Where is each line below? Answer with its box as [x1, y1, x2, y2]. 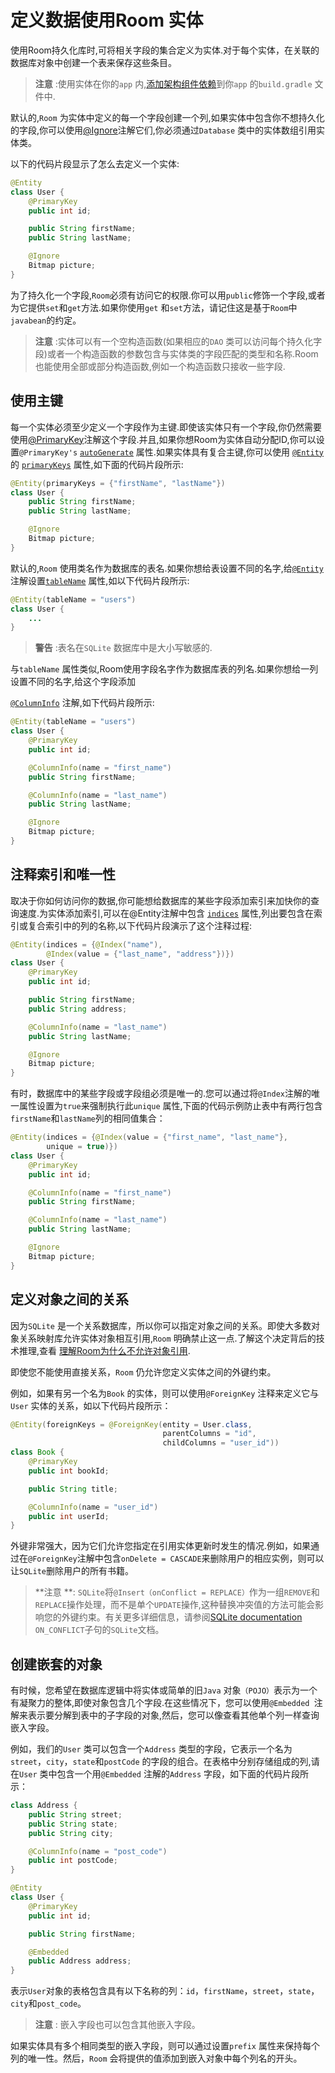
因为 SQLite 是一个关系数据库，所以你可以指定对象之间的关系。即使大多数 [10, 1319, 312, 1331]
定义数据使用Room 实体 [10, 9, 204, 32]
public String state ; [28, 1819, 118, 1829]
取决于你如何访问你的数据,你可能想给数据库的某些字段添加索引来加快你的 [10, 894, 312, 906]
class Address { [10, 1801, 78, 1811]
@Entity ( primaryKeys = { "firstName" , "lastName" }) [10, 478, 226, 488]
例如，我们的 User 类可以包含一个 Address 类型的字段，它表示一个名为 [10, 1743, 293, 1755]
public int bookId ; [28, 1466, 110, 1476]
